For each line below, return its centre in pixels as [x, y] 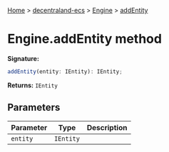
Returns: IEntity [33, 85]
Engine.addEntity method [85, 39]
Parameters [34, 108]
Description [107, 127]
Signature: [23, 58]
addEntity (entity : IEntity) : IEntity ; [65, 71]
